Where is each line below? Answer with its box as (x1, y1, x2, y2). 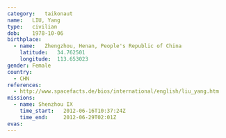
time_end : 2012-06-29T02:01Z (19, 114, 117, 121)
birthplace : (7, 36, 42, 43)
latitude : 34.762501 (19, 49, 86, 56)
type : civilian (7, 23, 58, 30)
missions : (7, 95, 36, 102)
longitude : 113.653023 (19, 56, 89, 63)
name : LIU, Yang (7, 17, 60, 24)
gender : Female (7, 62, 51, 69)
